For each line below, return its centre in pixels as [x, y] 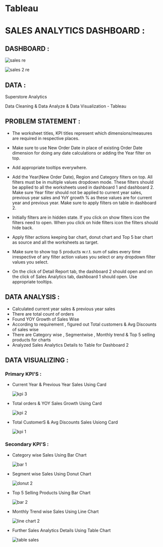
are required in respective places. [45, 138]
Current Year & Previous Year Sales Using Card [59, 385]
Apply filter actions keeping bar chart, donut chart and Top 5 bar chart [82, 237]
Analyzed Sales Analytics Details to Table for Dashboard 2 [70, 345]
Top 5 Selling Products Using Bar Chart [51, 493]
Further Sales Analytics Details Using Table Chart [61, 530]
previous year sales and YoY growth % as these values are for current [82, 197]
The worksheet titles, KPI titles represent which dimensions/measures [82, 133]
